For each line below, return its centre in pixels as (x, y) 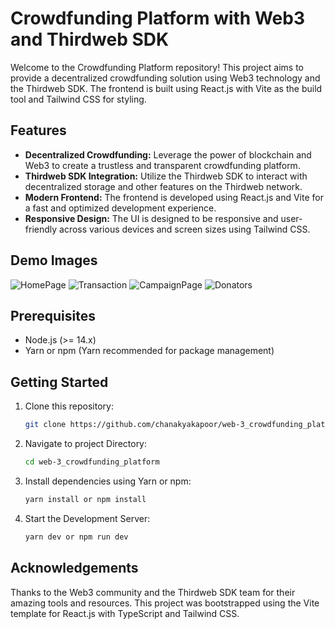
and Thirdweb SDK (90, 39)
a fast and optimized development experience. (120, 208)
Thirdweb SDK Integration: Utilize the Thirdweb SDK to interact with (166, 176)
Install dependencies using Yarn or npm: (108, 481)
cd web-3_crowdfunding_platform (92, 462)
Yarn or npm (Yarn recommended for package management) (149, 351)
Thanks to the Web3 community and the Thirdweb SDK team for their (153, 592)
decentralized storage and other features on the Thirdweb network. (163, 186)
